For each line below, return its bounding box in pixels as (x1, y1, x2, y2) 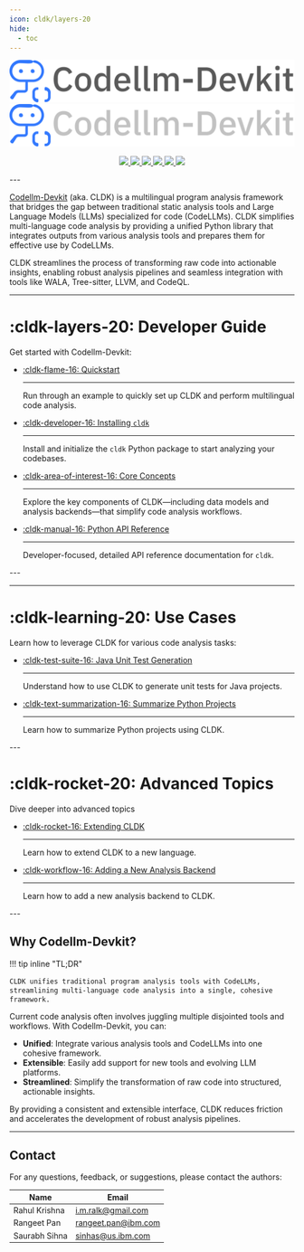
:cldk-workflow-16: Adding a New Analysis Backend (22, 864, 216, 875)
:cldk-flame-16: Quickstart (22, 364, 120, 375)
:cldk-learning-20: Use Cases (9, 607, 237, 628)
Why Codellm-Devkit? (9, 934, 137, 950)
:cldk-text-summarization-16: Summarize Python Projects (22, 697, 237, 709)
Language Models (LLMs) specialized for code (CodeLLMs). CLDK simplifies (9, 211, 295, 222)
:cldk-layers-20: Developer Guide (9, 317, 267, 337)
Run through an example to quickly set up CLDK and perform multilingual (22, 390, 295, 401)
